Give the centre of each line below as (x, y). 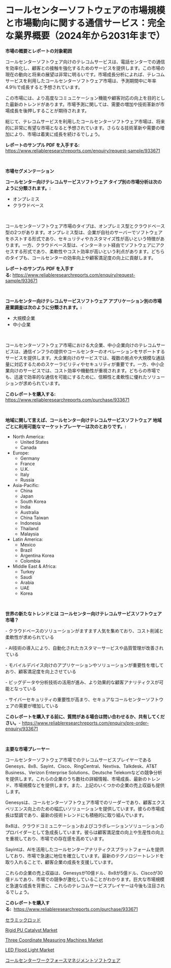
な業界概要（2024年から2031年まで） (85, 36)
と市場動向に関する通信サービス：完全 (85, 23)
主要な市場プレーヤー (27, 749)
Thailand (29, 528)
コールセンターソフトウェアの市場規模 (85, 10)
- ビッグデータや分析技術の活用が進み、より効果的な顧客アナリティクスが (82, 682)
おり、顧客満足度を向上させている (41, 671)
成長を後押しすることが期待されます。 (49, 110)
